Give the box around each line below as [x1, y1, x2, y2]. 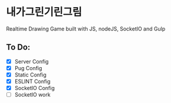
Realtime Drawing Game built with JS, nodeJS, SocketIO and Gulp [6, 25, 166, 32]
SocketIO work [14, 91, 51, 98]
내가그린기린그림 [6, 5, 82, 19]
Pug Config [14, 64, 42, 71]
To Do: [6, 42, 31, 52]
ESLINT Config [14, 78, 51, 85]
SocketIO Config [14, 85, 55, 91]
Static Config [14, 71, 47, 78]
